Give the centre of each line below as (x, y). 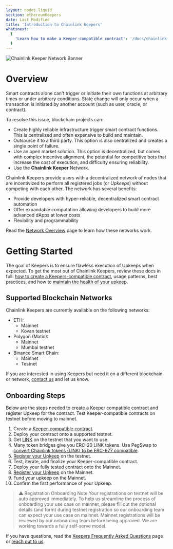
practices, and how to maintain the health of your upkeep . (67, 282)
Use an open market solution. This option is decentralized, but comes (87, 151)
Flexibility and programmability (46, 220)
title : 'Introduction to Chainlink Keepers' (54, 24)
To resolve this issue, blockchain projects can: (55, 119)
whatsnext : (17, 29)
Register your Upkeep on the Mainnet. (53, 472)
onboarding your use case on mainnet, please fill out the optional (87, 504)
